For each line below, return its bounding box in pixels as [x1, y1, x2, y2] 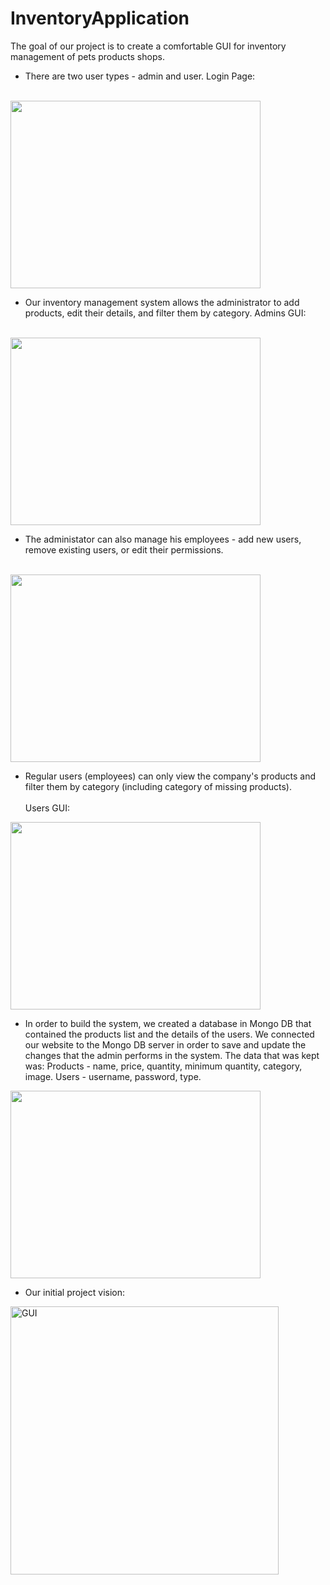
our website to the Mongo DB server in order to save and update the [24, 1038, 307, 1051]
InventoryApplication [10, 7, 190, 30]
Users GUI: [24, 802, 71, 814]
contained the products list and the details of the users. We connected [24, 1028, 315, 1040]
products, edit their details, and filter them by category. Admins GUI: [24, 307, 307, 319]
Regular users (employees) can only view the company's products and [24, 770, 316, 782]
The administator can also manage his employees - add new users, [24, 533, 302, 545]
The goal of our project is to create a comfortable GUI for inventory [10, 40, 287, 52]
